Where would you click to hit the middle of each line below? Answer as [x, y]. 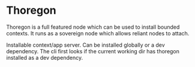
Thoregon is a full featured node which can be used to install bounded [93, 27]
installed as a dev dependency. [45, 57]
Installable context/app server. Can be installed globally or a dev [85, 45]
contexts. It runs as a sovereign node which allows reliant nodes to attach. [98, 33]
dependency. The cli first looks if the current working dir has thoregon [93, 51]
